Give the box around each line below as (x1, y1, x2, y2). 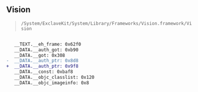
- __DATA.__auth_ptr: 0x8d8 (6, 58, 79, 64)
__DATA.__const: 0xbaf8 (14, 69, 73, 75)
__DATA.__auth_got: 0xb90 (14, 47, 79, 53)
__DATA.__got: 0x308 (14, 52, 66, 58)
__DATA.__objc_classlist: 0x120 (14, 74, 95, 81)
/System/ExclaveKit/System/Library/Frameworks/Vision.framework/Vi (20, 20, 192, 26)
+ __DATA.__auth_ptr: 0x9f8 (6, 64, 79, 69)
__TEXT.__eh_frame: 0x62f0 (14, 41, 82, 47)
